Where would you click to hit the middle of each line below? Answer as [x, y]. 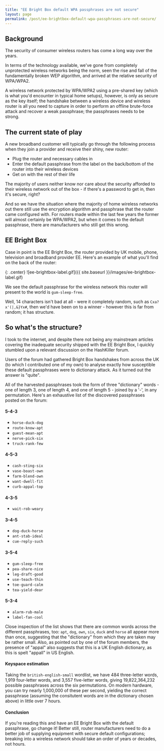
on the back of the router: [31, 262]
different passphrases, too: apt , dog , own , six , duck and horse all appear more [82, 631]
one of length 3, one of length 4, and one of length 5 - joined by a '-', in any [81, 390]
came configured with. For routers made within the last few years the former [82, 214]
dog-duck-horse [28, 531]
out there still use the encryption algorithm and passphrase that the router [80, 209]
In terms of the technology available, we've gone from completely [71, 65]
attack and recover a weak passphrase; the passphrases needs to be [75, 112]
